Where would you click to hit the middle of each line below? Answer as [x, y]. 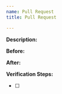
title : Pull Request [32, 17]
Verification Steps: [30, 74]
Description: [22, 39]
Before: [15, 51]
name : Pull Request [30, 12]
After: [14, 62]
